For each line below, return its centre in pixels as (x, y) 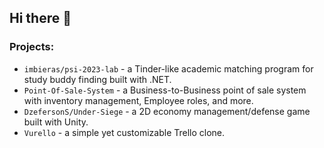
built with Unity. (56, 122)
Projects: (32, 47)
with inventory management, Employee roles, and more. (138, 100)
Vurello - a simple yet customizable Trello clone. (124, 132)
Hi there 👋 (40, 18)
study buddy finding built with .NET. (97, 79)
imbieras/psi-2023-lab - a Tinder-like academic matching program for (168, 68)
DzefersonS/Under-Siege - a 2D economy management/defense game (167, 111)
